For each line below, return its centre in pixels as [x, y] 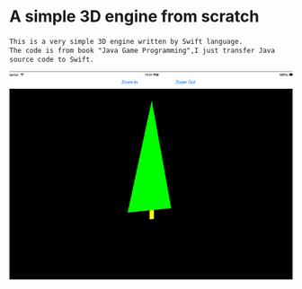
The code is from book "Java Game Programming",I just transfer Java [142, 50]
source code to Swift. [52, 59]
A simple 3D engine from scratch [134, 17]
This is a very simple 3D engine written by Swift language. [126, 41]
